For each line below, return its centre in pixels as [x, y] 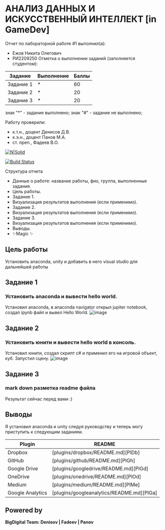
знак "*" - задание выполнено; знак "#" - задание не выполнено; [74, 113]
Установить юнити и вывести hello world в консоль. [70, 342]
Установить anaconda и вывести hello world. [61, 297]
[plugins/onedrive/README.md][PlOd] [97, 476]
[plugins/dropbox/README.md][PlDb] [96, 452]
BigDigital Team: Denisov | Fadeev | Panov [49, 522]
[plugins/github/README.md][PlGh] [93, 461]
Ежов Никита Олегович [37, 53]
